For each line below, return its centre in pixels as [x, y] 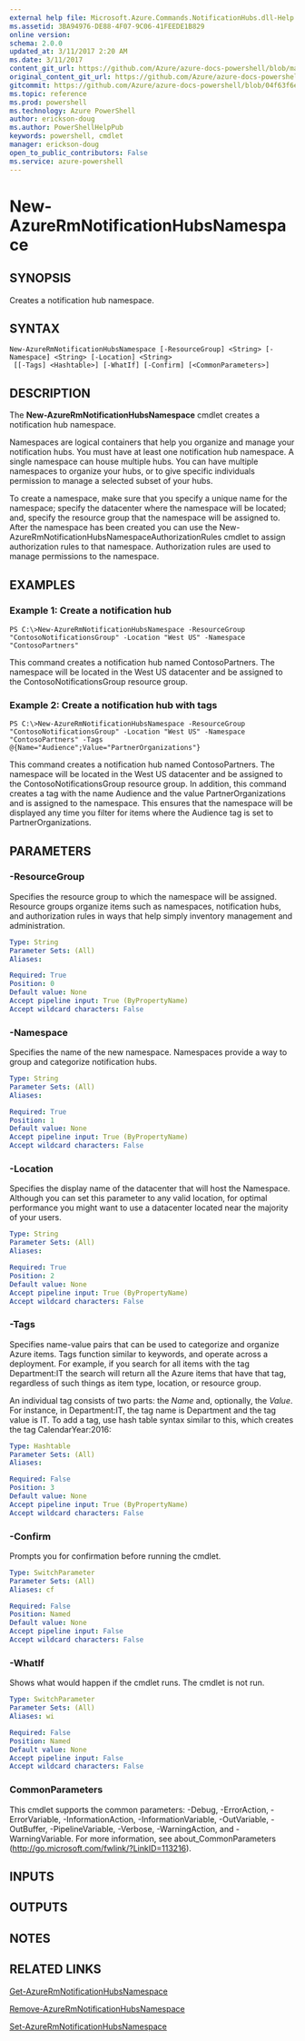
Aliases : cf [32, 1590]
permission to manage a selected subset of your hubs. [111, 481]
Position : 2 [32, 1276]
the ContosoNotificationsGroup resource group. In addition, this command [148, 784]
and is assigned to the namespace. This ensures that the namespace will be [151, 804]
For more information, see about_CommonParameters [176, 1839]
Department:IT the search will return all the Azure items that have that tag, [148, 1373]
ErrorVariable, [35, 1819]
